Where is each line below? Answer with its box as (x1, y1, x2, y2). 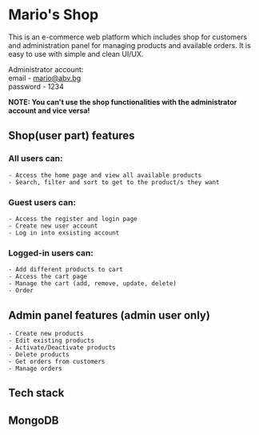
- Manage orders (8, 365, 62, 373)
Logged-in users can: (8, 247, 94, 258)
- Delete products (8, 351, 70, 359)
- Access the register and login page (8, 215, 137, 223)
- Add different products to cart (8, 266, 124, 274)
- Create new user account (8, 222, 98, 230)
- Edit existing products (8, 336, 94, 345)
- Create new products (8, 330, 84, 338)
